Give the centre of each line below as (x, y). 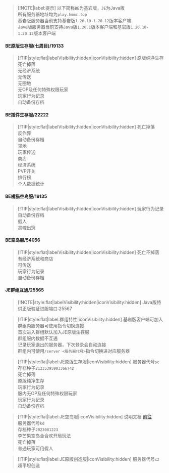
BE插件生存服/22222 (27, 115)
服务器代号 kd (31, 423)
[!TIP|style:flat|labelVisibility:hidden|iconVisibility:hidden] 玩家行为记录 (91, 208)
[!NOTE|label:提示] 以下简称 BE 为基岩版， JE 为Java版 (71, 8)
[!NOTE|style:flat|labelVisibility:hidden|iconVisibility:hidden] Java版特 (89, 303)
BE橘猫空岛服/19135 (26, 196)
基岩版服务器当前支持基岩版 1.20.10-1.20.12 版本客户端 (74, 20)
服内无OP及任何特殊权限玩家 (47, 394)
